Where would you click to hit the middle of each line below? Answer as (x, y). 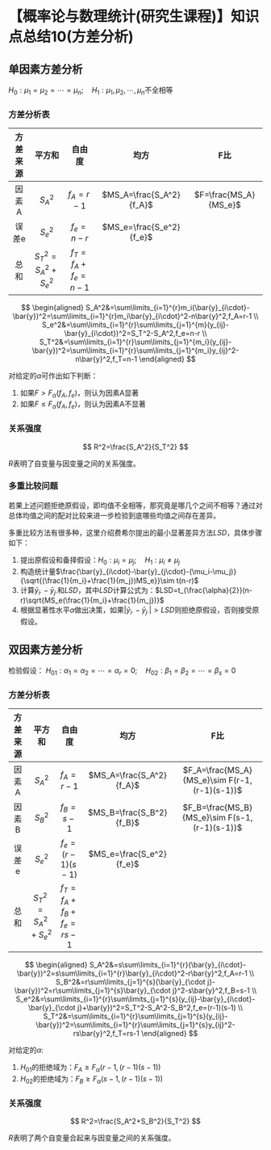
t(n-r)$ (188, 580)
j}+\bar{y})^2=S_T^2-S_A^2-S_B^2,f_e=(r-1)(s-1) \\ (160, 1008)
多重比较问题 (33, 486)
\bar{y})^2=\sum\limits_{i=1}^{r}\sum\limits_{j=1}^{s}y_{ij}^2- (135, 1025)
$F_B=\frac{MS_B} (217, 808)
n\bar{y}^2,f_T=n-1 (106, 359)
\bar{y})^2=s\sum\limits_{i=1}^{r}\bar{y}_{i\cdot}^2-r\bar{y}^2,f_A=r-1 (132, 973)
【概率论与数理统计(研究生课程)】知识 (134, 17)
